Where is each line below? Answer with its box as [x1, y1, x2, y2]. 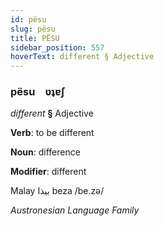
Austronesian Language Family [10, 204, 140, 216]
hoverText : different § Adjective [10, 52, 155, 62]
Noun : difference [10, 146, 81, 158]
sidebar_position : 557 [10, 42, 105, 53]
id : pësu [10, 14, 47, 25]
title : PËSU [10, 33, 60, 43]
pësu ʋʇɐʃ [10, 85, 66, 99]
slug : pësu [10, 24, 56, 34]
